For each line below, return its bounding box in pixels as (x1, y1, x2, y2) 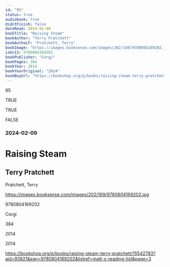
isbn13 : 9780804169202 (5, 50, 53, 55)
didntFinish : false (5, 21, 47, 27)
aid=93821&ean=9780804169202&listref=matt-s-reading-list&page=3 (5, 255, 152, 261)
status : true (5, 12, 33, 17)
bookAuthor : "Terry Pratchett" (5, 36, 71, 41)
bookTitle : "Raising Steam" (5, 31, 65, 36)
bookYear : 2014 (5, 64, 37, 69)
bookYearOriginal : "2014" (5, 69, 60, 74)
